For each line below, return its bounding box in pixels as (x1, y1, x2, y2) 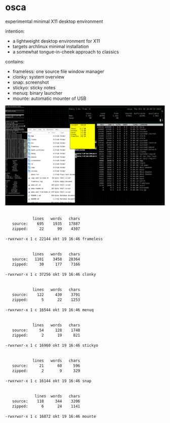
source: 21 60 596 (12, 363, 80, 368)
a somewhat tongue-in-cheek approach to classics (12, 49, 119, 55)
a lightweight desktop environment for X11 (12, 38, 100, 44)
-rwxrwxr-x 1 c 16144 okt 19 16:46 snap (5, 378, 92, 383)
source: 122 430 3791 (12, 292, 80, 297)
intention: (5, 28, 25, 34)
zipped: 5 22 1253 (12, 297, 80, 302)
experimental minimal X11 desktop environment (5, 18, 103, 24)
